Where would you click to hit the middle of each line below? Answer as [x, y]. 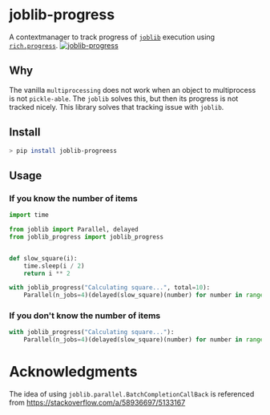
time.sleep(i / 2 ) [54, 266]
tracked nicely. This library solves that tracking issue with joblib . [117, 107]
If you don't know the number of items [85, 316]
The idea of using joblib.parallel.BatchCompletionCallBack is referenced [132, 394]
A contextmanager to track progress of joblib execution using [112, 37]
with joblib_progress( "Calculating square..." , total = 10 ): [110, 288]
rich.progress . [34, 45]
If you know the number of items [74, 198]
